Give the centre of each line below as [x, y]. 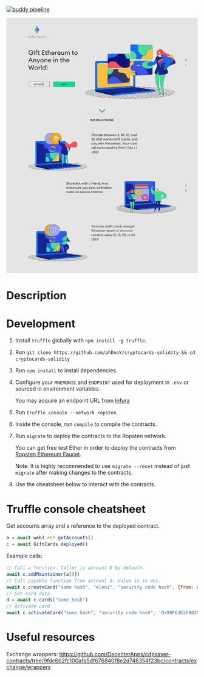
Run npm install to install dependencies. [66, 370]
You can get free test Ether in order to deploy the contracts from [95, 448]
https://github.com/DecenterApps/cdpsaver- [115, 654]
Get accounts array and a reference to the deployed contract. [83, 526]
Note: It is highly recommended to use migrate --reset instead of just [102, 466]
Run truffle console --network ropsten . [66, 413]
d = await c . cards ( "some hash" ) [47, 600]
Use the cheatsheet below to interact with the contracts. [85, 484]
